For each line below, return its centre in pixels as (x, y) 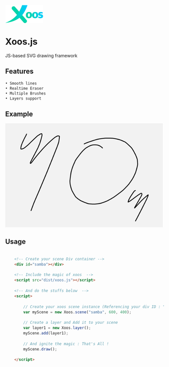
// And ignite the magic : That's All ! (66, 344)
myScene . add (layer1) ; (46, 333)
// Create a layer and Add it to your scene (71, 323)
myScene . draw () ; (40, 349)
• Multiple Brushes (26, 94)
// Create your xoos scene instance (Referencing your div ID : (92, 307)
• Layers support (23, 99)
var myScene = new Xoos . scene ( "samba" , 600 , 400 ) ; (77, 312)
